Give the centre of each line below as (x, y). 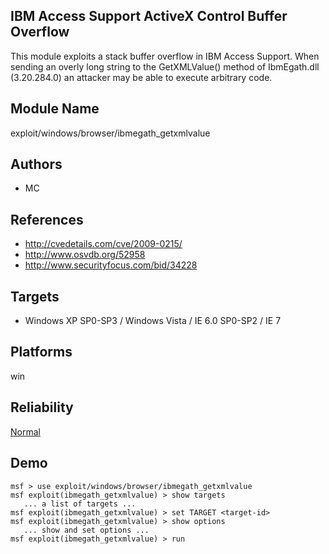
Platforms (41, 352)
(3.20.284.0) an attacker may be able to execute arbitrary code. (141, 77)
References (47, 219)
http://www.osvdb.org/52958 (85, 255)
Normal (25, 431)
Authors (36, 164)
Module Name (55, 109)
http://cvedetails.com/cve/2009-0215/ (103, 244)
